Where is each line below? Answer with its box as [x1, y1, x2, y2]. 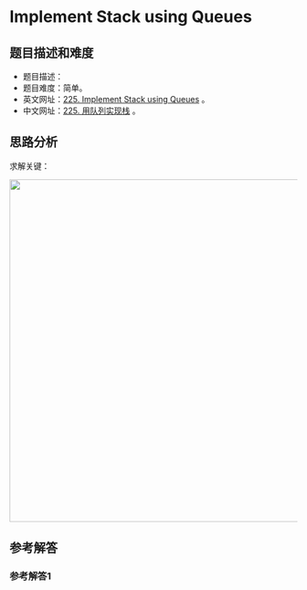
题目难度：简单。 [22, 82, 88, 93]
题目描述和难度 [9, 45, 94, 60]
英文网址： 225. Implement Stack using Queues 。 [22, 94, 210, 104]
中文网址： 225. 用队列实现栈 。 [22, 105, 141, 116]
